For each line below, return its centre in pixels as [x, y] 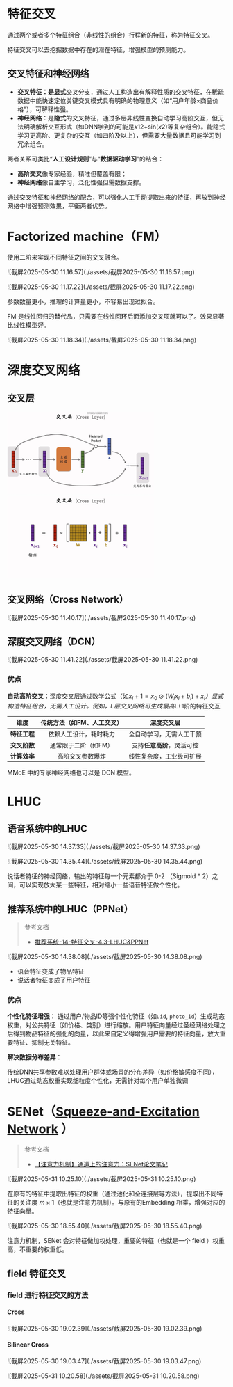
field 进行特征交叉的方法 [48, 1295]
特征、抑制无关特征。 [43, 1043]
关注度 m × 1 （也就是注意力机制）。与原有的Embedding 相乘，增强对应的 [122, 1203]
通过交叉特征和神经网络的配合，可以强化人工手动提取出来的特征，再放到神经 [116, 197]
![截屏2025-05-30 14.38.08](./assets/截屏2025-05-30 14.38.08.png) [105, 957]
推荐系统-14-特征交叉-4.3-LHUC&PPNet [92, 942]
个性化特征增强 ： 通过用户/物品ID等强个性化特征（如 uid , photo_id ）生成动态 [116, 1016]
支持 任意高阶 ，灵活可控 [165, 745]
